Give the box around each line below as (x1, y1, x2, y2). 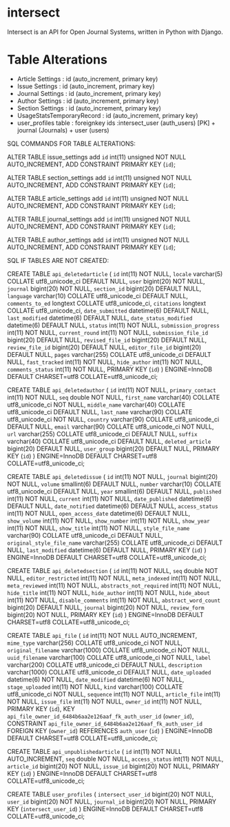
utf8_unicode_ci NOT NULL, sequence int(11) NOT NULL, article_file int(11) (7, 690, 221, 698)
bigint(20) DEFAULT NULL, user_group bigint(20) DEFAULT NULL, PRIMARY (7, 444, 220, 453)
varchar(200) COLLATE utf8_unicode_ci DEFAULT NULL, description (7, 661, 202, 669)
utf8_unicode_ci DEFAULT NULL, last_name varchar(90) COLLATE (7, 407, 193, 416)
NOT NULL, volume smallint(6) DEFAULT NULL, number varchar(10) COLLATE (7, 480, 222, 488)
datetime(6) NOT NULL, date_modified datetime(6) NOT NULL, (7, 675, 185, 683)
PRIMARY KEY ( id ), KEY (7, 704, 76, 712)
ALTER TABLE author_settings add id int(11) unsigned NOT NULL (7, 235, 190, 244)
